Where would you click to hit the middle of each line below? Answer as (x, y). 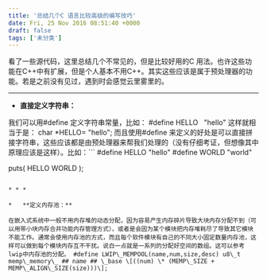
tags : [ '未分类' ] (35, 38)
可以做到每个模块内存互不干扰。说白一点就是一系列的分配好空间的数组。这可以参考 (129, 246)
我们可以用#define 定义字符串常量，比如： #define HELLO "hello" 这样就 (129, 122)
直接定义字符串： (48, 106)
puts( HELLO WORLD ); (46, 169)
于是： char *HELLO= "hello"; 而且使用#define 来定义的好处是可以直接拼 (133, 133)
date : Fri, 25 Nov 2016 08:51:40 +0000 (74, 23)
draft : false (30, 30)
